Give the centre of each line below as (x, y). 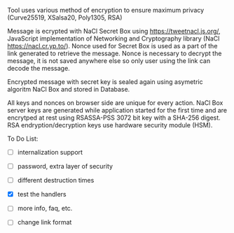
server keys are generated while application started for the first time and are (117, 110)
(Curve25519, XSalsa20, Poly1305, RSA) (65, 17)
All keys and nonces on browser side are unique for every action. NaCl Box (115, 103)
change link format (44, 223)
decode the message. (39, 68)
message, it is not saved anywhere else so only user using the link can (109, 61)
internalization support (50, 152)
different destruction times (56, 181)
